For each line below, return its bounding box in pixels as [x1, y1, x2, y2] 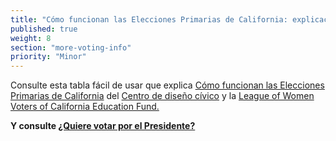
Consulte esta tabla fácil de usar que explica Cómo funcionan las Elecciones [10, 79, 325, 91]
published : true [10, 24, 78, 34]
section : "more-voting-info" [10, 42, 132, 53]
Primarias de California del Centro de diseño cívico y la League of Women [10, 90, 315, 102]
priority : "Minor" [10, 52, 87, 62]
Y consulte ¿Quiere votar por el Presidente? [10, 120, 196, 132]
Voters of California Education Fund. [10, 101, 160, 113]
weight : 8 [10, 33, 52, 43]
